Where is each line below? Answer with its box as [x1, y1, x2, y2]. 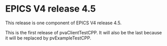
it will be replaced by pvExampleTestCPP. [5, 35, 92, 41]
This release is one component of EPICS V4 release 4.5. [5, 20, 122, 26]
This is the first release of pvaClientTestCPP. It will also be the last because [5, 29, 162, 35]
